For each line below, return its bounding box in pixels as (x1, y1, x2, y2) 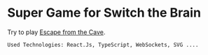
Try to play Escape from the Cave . (7, 28, 106, 36)
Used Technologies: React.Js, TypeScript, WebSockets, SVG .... (7, 41, 199, 48)
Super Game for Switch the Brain (7, 5, 202, 21)
